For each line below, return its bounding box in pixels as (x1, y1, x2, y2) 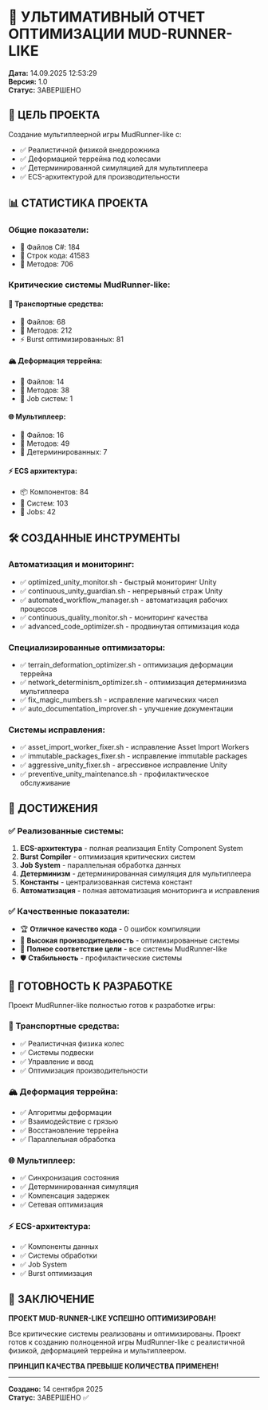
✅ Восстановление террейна (19, 1125, 120, 1135)
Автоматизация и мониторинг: (8, 559, 135, 570)
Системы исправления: (8, 724, 106, 735)
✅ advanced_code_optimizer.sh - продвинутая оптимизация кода (19, 621, 240, 631)
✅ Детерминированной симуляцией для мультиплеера (19, 163, 209, 172)
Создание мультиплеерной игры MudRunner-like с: (8, 129, 182, 139)
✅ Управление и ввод (19, 1057, 94, 1066)
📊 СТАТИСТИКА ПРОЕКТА (8, 196, 149, 211)
